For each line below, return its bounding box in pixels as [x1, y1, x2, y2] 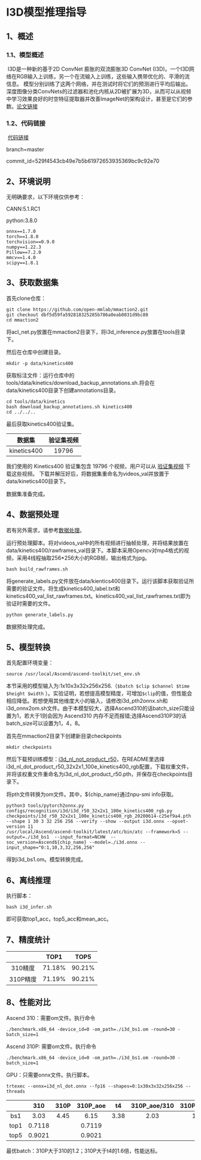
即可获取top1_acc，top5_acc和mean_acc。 [6, 915, 112, 922]
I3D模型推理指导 [6, 5, 87, 19]
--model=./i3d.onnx [89, 839, 138, 846]
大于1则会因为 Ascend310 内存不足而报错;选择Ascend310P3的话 [29, 712, 187, 719]
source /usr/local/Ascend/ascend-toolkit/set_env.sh [6, 671, 141, 677]
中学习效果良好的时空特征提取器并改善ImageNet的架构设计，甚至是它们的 [6, 95, 187, 102]
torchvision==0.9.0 [6, 239, 55, 245]
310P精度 [9, 975, 37, 983]
